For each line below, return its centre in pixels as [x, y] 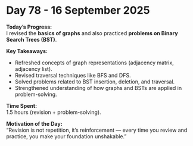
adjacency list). [33, 69]
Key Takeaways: [27, 51]
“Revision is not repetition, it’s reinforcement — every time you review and [97, 130]
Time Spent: [22, 105]
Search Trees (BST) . [32, 39]
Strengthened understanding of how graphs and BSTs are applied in [98, 88]
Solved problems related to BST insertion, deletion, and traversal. [95, 82]
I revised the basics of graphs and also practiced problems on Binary [92, 33]
